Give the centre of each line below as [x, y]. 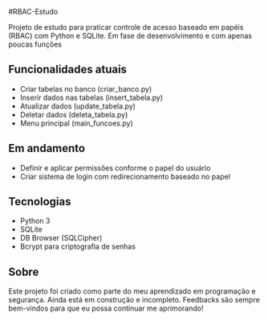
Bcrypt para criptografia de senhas [78, 247]
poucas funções [35, 44]
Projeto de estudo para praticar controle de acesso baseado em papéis [126, 27]
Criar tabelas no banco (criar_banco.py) [86, 88]
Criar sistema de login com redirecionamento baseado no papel [125, 176]
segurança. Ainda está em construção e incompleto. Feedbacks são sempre [134, 300]
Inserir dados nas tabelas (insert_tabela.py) [91, 97]
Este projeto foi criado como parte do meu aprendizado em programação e [132, 291]
